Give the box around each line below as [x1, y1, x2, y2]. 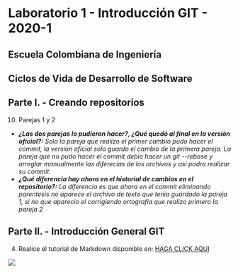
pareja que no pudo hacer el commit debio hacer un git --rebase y [18, 151, 213, 161]
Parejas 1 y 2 [18, 115, 56, 124]
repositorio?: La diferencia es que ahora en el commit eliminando [18, 182, 211, 191]
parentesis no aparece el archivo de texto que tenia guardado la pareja [18, 190, 227, 198]
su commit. [18, 167, 52, 176]
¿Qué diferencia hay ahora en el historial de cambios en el [18, 174, 194, 183]
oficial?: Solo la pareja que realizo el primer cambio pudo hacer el [18, 136, 213, 145]
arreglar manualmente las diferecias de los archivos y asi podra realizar [18, 159, 230, 168]
